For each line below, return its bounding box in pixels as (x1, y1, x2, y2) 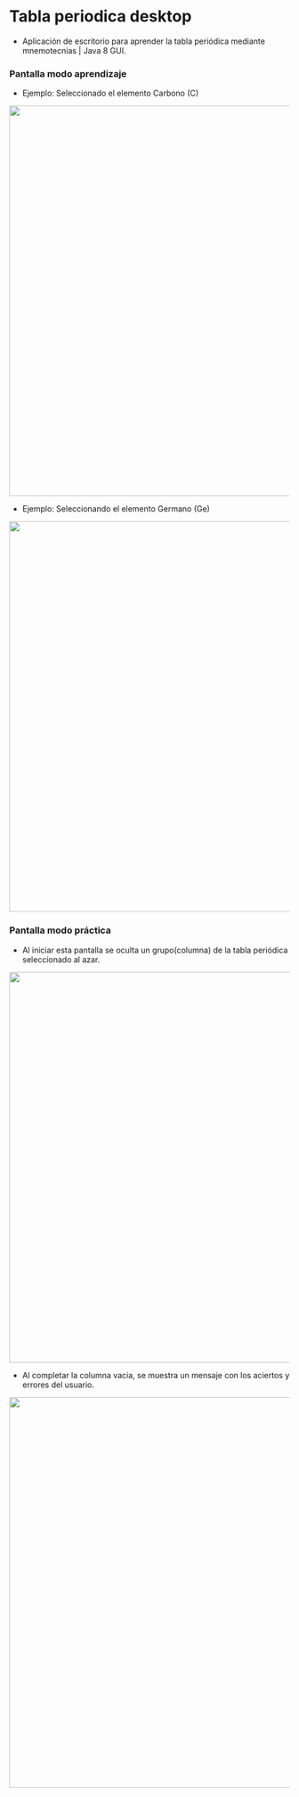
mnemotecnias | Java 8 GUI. (21, 45, 126, 55)
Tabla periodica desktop (9, 6, 192, 27)
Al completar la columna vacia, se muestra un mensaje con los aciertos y (21, 1369, 290, 1380)
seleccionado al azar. (21, 953, 101, 965)
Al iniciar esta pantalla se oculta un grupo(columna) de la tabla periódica (21, 944, 288, 955)
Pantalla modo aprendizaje (9, 67, 127, 79)
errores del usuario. (21, 1379, 95, 1390)
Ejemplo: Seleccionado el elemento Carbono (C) (21, 87, 199, 99)
